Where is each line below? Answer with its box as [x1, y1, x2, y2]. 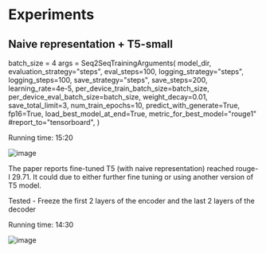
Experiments [8, 6, 95, 24]
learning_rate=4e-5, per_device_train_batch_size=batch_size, [8, 84, 209, 93]
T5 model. [8, 181, 42, 190]
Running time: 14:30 [8, 220, 74, 229]
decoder [8, 204, 37, 214]
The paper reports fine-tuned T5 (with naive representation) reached [8, 164, 235, 173]
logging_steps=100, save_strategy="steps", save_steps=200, [8, 76, 208, 84]
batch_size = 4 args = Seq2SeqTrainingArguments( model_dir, [8, 58, 212, 68]
